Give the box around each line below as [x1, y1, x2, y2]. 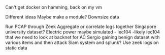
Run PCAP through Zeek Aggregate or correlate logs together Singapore [5, 23, 156, 29]
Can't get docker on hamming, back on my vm [5, 4, 103, 10]
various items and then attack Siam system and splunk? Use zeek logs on [5, 39, 159, 45]
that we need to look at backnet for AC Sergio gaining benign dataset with [5, 34, 160, 40]
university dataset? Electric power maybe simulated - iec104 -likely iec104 [5, 29, 160, 34]
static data [5, 45, 27, 50]
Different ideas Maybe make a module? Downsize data [5, 14, 119, 19]
